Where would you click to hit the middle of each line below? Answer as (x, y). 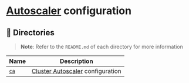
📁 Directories (30, 33)
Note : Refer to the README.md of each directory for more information (102, 47)
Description (76, 61)
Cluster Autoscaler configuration (76, 71)
